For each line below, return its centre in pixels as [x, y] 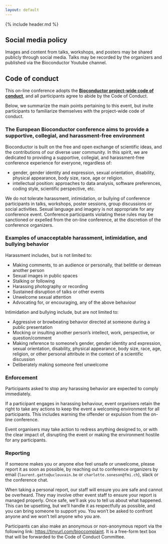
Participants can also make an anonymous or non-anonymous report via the [83, 526]
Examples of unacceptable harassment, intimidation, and [76, 238]
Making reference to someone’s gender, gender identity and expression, [87, 343]
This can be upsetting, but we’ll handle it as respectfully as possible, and [80, 506]
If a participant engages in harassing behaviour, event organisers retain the [83, 404]
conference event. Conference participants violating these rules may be [79, 214]
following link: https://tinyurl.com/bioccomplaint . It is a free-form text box [81, 531]
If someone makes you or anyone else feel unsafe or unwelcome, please [80, 464]
